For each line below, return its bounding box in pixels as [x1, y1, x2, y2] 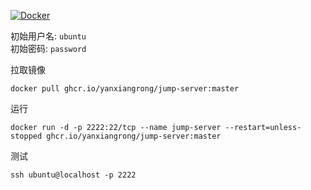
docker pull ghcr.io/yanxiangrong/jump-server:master [10, 84, 240, 94]
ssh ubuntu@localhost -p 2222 [10, 170, 137, 180]
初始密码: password [10, 43, 87, 54]
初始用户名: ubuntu [10, 30, 87, 42]
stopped [10, 131, 43, 141]
